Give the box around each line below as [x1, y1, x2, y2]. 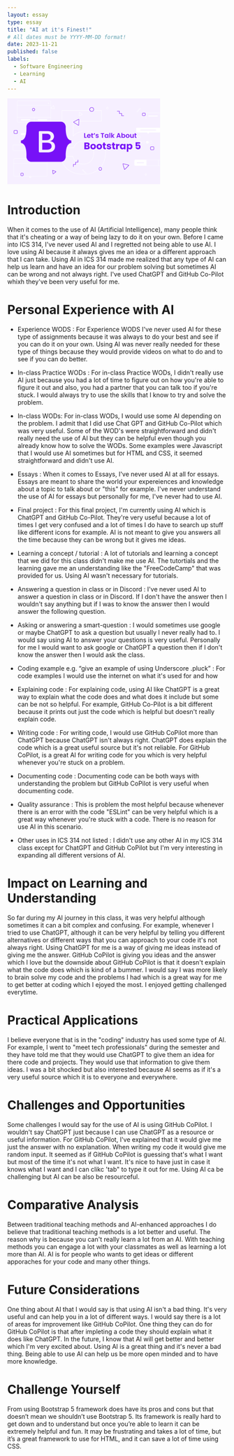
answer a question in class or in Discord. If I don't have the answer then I [17, 592, 227, 601]
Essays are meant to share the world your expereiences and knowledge [17, 477, 224, 486]
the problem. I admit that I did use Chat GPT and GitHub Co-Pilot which [17, 419, 222, 427]
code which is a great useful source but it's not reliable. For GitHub [17, 743, 210, 752]
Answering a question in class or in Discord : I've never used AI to [17, 584, 207, 593]
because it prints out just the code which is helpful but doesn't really [17, 707, 215, 715]
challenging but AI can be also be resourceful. [7, 1172, 140, 1181]
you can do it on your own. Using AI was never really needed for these [17, 339, 220, 348]
